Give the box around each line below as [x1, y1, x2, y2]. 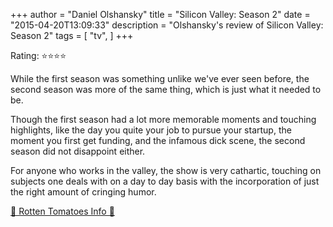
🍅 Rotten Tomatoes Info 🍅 [10, 205, 115, 217]
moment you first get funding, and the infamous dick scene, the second [10, 135, 306, 146]
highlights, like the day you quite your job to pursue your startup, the [10, 124, 292, 136]
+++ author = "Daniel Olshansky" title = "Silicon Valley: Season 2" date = [10, 9, 311, 20]
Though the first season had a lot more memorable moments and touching [10, 114, 317, 125]
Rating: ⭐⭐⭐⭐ [10, 50, 67, 61]
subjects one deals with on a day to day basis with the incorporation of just [10, 175, 320, 187]
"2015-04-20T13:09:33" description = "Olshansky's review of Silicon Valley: [10, 19, 324, 31]
